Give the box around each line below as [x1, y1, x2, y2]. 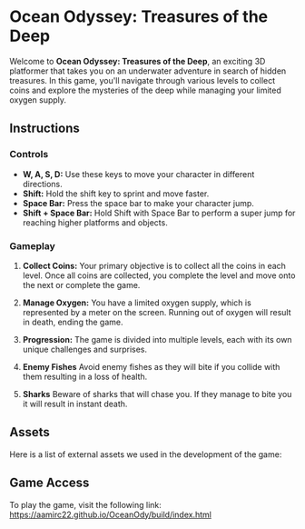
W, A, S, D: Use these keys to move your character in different [22, 168, 255, 179]
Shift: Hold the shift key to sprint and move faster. [22, 188, 210, 199]
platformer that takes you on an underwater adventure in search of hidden [9, 65, 287, 76]
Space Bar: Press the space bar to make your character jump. [22, 197, 254, 208]
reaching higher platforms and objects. [22, 216, 168, 228]
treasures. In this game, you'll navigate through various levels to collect [9, 75, 276, 85]
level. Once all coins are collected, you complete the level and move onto [22, 270, 296, 281]
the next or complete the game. [22, 279, 141, 290]
